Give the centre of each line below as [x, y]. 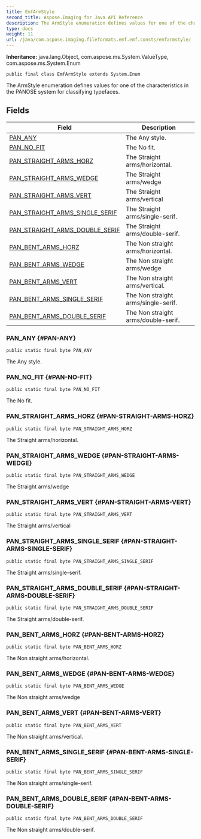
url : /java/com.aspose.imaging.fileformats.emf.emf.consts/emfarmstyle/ [99, 40]
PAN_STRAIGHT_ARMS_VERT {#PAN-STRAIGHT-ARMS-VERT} [99, 502]
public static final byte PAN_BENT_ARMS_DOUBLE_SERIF [75, 819]
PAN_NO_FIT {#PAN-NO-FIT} [49, 377]
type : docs [20, 29]
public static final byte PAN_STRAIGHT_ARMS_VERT [69, 515]
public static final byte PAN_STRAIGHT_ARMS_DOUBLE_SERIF [80, 608]
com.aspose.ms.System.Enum [43, 63]
